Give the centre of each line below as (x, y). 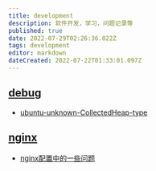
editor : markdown (37, 53)
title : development (41, 16)
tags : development (39, 46)
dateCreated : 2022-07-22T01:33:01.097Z (75, 61)
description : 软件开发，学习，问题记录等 (71, 23)
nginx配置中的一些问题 (57, 158)
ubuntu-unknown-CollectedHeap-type (84, 112)
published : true (35, 31)
